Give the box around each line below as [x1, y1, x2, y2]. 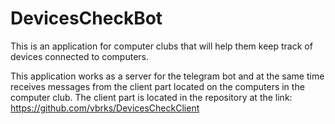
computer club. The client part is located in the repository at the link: [10, 91, 293, 103]
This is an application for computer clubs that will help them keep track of [10, 40, 313, 52]
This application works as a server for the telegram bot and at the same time [10, 70, 325, 82]
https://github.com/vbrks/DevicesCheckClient [10, 102, 200, 114]
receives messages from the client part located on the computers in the [10, 80, 305, 92]
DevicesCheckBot [10, 7, 163, 30]
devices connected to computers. [10, 50, 149, 62]
